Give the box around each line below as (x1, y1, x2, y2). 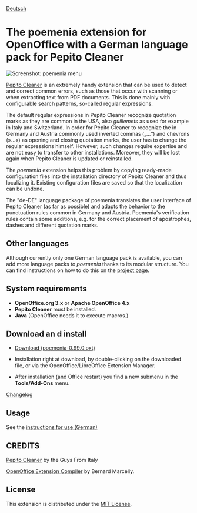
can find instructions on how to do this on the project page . (6, 267, 150, 274)
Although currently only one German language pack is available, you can (6, 254, 182, 261)
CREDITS (6, 441, 40, 451)
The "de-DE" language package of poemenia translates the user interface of (6, 196, 191, 203)
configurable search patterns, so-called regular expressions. (6, 100, 153, 107)
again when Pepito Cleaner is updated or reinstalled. (6, 155, 133, 162)
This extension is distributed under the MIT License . (6, 500, 132, 507)
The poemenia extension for (6, 26, 147, 39)
